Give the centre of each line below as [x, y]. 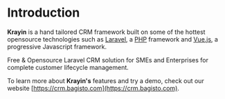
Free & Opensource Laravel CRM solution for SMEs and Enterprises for [108, 60]
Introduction [44, 13]
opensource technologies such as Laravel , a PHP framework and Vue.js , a [112, 39]
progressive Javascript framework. [57, 46]
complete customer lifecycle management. [68, 67]
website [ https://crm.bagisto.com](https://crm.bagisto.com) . [93, 88]
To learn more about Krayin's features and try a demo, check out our [106, 80]
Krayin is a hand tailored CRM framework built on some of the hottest [106, 32]
